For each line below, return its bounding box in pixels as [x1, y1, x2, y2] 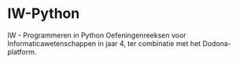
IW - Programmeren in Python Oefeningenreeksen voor [7, 30, 186, 40]
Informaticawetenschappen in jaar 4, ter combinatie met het [7, 38, 201, 48]
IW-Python [7, 5, 80, 23]
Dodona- [202, 38, 232, 48]
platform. [7, 47, 37, 56]
